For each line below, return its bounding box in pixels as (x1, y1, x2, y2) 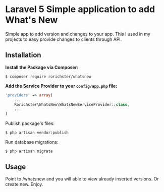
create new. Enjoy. (5, 181, 43, 187)
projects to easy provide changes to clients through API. (5, 36, 122, 42)
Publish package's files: (5, 120, 54, 126)
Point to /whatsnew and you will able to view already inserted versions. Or (5, 175, 159, 182)
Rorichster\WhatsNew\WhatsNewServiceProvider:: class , (14, 102, 130, 107)
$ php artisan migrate (5, 149, 53, 154)
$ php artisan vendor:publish (5, 130, 69, 136)
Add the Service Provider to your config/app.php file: (5, 83, 118, 89)
